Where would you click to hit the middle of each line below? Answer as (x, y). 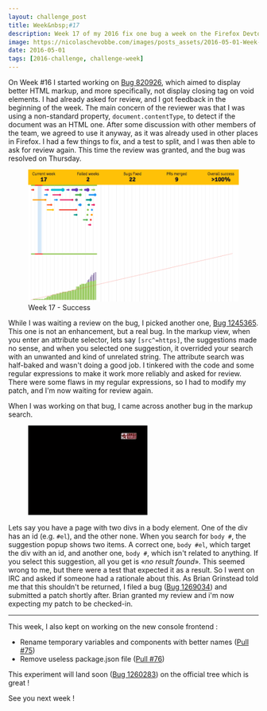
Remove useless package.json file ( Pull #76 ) (92, 659)
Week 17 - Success (60, 307)
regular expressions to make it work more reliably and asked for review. (125, 373)
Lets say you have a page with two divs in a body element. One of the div (128, 527)
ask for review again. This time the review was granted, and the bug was (127, 150)
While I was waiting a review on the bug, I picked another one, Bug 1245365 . (133, 323)
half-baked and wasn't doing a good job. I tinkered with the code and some (131, 365)
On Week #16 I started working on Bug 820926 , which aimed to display (124, 82)
